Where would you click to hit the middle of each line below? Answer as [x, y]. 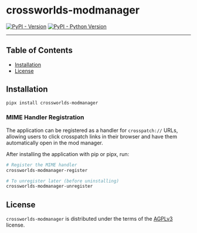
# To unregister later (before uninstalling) [62, 181]
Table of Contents [40, 50]
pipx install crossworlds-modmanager [52, 103]
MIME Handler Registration [45, 117]
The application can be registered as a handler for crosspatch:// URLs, [92, 130]
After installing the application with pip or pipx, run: [68, 154]
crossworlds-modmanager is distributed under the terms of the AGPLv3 [89, 219]
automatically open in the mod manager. [55, 143]
